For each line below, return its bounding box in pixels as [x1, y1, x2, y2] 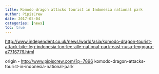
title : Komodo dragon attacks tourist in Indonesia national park [5, 7, 143, 12]
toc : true [5, 25, 25, 30]
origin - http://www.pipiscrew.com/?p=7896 [5, 58, 94, 64]
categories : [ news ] [5, 20, 45, 26]
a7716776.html [5, 49, 35, 55]
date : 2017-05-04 [5, 16, 40, 21]
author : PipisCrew [5, 12, 42, 17]
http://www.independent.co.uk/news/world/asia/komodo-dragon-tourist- [5, 38, 152, 44]
